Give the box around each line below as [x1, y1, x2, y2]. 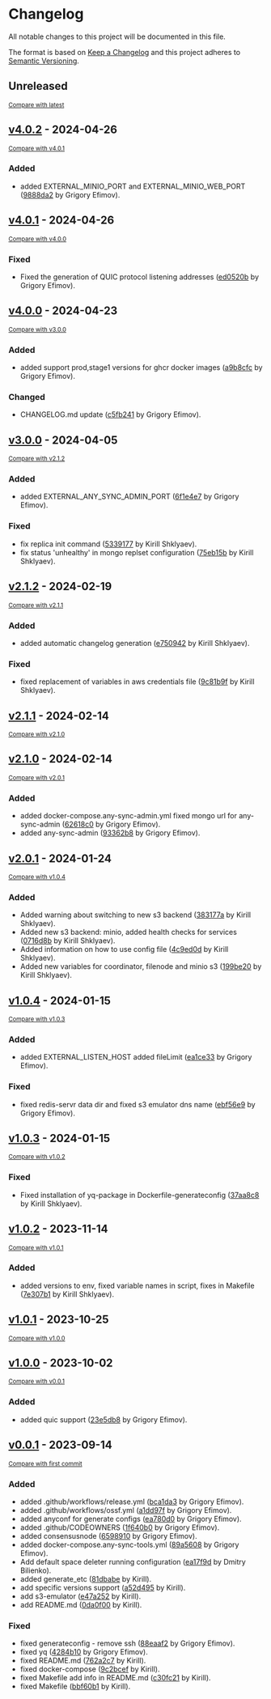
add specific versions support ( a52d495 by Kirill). [19, 1582, 186, 1592]
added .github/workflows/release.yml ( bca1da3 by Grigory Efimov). [19, 1497, 244, 1506]
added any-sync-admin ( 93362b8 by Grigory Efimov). [19, 828, 201, 838]
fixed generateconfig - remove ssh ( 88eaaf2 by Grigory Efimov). [19, 1638, 235, 1648]
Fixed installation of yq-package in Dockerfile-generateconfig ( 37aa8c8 [19, 1190, 260, 1200]
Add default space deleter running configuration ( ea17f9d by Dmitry [19, 1557, 247, 1566]
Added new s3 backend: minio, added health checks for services [19, 928, 237, 937]
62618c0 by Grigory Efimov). [64, 819, 161, 830]
